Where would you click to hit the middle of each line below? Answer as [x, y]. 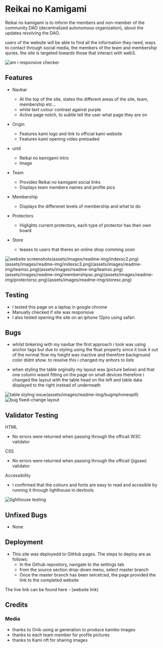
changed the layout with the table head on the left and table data [77, 380]
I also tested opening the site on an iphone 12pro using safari [73, 317]
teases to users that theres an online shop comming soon [77, 249]
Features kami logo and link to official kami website [71, 134]
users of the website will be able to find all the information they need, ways [81, 42]
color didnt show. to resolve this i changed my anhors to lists [73, 360]
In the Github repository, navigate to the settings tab [72, 564]
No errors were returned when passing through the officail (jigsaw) [80, 461]
